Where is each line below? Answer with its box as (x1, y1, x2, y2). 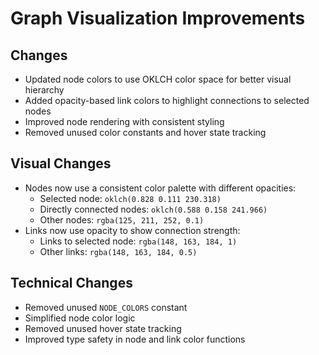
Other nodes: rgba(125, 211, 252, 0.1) (39, 213, 205, 226)
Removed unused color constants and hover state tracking (24, 127, 267, 138)
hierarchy (24, 84, 65, 96)
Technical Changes (10, 275, 133, 292)
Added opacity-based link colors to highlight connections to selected (24, 95, 310, 106)
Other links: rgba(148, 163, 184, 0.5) (39, 245, 198, 257)
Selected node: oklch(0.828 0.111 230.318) (39, 192, 222, 204)
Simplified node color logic (24, 312, 136, 324)
